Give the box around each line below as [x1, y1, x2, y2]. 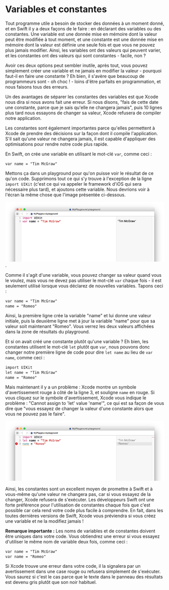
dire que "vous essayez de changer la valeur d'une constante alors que [5, 405, 153, 411]
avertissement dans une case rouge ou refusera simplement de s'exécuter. [5, 568, 161, 574]
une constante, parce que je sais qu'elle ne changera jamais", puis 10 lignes [5, 104, 162, 110]
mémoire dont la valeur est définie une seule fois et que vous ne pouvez [5, 41, 155, 48]
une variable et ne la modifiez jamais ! [5, 518, 84, 524]
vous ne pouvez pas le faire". [5, 411, 66, 417]
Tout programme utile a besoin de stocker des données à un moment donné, [5, 20, 164, 26]
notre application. [5, 115, 42, 121]
